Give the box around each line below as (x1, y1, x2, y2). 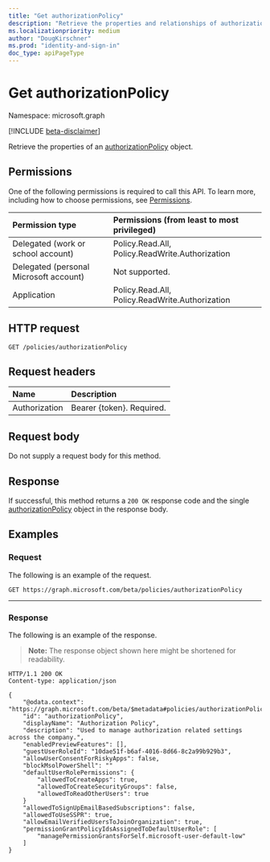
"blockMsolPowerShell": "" (22, 761, 113, 769)
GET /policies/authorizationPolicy (8, 343, 128, 351)
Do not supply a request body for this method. (8, 451, 162, 461)
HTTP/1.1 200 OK (8, 669, 63, 678)
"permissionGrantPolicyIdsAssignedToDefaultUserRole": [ (22, 825, 218, 833)
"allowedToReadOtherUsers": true (37, 789, 149, 798)
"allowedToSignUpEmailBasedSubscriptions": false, (22, 803, 196, 812)
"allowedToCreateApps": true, (37, 775, 138, 784)
